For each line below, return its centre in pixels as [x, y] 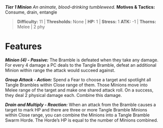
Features [23, 46]
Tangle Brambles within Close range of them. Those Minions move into [76, 85]
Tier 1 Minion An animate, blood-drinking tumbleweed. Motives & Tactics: [80, 7]
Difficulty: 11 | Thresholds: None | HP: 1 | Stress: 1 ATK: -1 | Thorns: [87, 22]
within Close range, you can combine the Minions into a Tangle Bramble [78, 115]
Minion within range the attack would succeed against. [60, 70]
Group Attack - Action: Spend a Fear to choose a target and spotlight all [78, 79]
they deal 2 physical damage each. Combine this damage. [64, 95]
